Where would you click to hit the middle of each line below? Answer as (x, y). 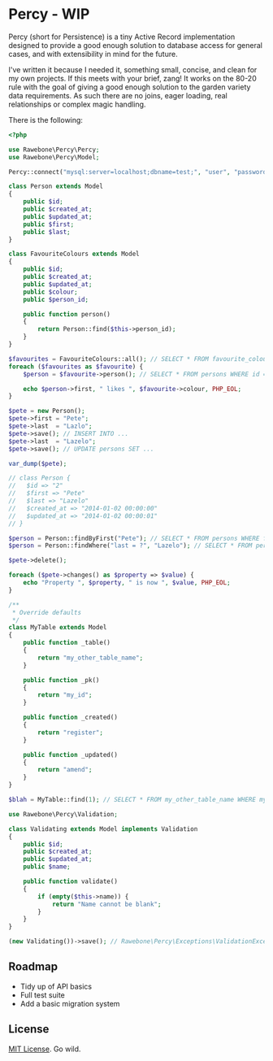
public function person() (67, 314)
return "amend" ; (65, 770)
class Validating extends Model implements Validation (103, 829)
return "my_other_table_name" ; (91, 658)
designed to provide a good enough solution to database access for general (135, 45)
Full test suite (42, 995)
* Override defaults (47, 612)
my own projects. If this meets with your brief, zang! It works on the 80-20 (133, 78)
